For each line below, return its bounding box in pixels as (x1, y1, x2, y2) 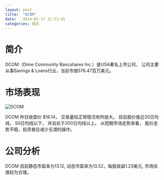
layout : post (5, 7, 32, 12)
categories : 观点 (5, 21, 40, 26)
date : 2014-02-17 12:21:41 (5, 16, 65, 21)
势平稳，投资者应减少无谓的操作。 (5, 126, 75, 132)
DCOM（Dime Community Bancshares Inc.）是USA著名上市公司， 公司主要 (5, 62, 159, 68)
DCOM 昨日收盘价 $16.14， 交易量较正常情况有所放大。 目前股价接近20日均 (5, 114, 159, 120)
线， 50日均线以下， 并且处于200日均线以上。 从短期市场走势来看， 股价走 (5, 120, 159, 126)
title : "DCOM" (5, 12, 37, 17)
